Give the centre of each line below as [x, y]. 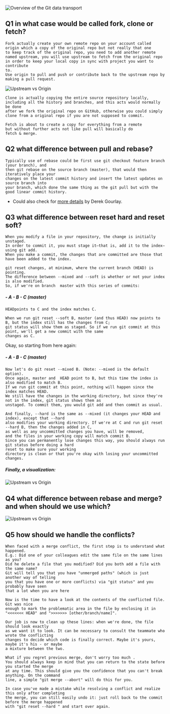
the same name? [21, 569]
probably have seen [26, 586]
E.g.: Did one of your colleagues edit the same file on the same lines [84, 555]
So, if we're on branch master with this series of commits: [73, 286]
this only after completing [35, 693]
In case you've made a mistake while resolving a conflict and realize [83, 689]
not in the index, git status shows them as [53, 401]
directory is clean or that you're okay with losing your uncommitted [82, 454]
